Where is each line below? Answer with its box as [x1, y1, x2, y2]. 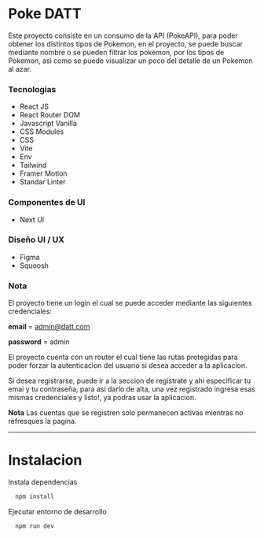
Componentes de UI [8, 197, 86, 208]
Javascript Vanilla [19, 119, 77, 128]
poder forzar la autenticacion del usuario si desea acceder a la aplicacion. [8, 361, 247, 370]
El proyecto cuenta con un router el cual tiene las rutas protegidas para [8, 352, 238, 362]
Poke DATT [8, 5, 82, 23]
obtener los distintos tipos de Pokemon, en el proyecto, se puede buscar [8, 39, 244, 48]
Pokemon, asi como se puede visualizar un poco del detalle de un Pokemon [8, 56, 253, 65]
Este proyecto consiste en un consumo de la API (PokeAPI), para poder [8, 31, 238, 40]
